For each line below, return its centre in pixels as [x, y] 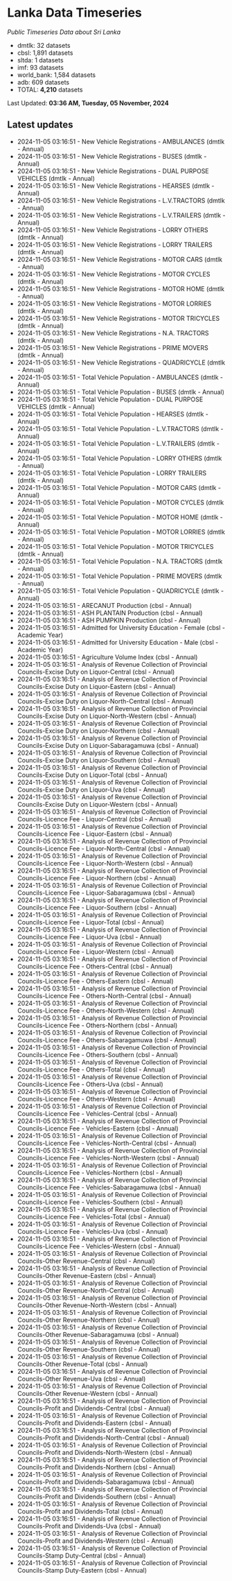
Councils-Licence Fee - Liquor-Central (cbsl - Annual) [94, 819]
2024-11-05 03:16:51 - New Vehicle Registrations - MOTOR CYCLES [114, 274]
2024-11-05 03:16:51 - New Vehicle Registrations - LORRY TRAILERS [115, 245]
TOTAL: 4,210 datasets [50, 89]
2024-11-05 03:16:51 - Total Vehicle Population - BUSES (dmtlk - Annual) [121, 392]
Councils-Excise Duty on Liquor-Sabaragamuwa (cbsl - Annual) [108, 745]
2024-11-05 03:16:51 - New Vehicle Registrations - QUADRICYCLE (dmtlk [121, 363]
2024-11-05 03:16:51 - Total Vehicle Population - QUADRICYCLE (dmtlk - [120, 591]
